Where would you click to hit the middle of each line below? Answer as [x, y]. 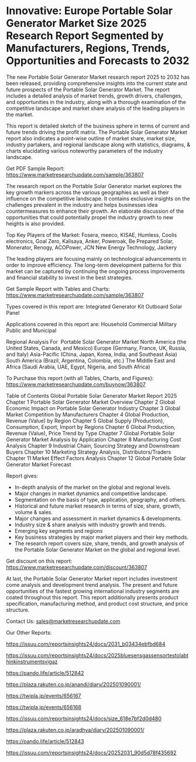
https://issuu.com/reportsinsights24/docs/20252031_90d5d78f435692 [91, 753]
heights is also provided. [36, 223]
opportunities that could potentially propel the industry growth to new [90, 217]
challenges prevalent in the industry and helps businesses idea [82, 204]
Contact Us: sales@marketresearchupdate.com [63, 621]
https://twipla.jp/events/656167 [44, 696]
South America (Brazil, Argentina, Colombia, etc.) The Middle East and [91, 360]
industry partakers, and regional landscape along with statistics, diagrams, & [98, 145]
